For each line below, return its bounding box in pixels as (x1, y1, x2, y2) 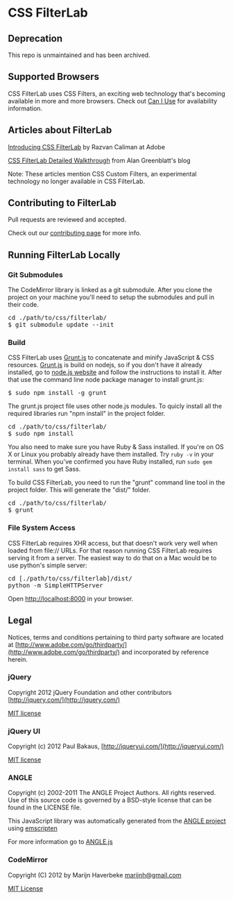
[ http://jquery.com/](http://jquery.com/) (8, 696, 121, 704)
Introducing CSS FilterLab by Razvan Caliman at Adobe (8, 142, 166, 151)
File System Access (8, 523, 76, 532)
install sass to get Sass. (8, 465, 81, 473)
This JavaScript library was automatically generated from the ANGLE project (8, 817, 226, 825)
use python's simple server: (8, 561, 87, 569)
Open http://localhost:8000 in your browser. (8, 594, 134, 603)
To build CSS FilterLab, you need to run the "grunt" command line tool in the (8, 478, 225, 487)
